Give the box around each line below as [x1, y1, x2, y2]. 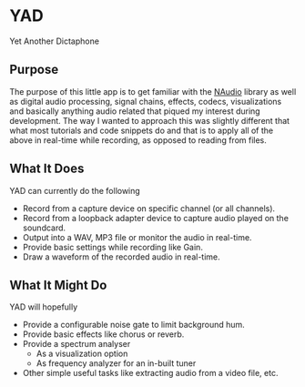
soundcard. [22, 222, 66, 233]
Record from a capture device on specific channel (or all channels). [22, 202, 276, 214]
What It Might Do [9, 277, 107, 292]
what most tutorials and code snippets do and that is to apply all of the [9, 125, 274, 136]
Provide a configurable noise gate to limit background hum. [22, 320, 246, 331]
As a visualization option [36, 348, 128, 360]
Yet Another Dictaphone [9, 36, 100, 46]
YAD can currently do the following [9, 185, 141, 196]
